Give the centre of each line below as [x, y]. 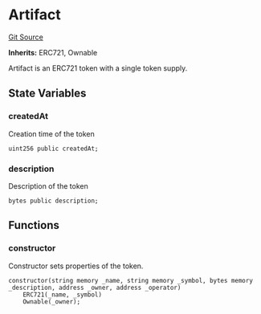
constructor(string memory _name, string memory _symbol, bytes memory [130, 280]
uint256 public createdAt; [53, 149]
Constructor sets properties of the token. [76, 266]
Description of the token [48, 186]
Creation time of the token [51, 133]
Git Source [26, 37]
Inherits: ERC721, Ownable [53, 52]
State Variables [47, 94]
